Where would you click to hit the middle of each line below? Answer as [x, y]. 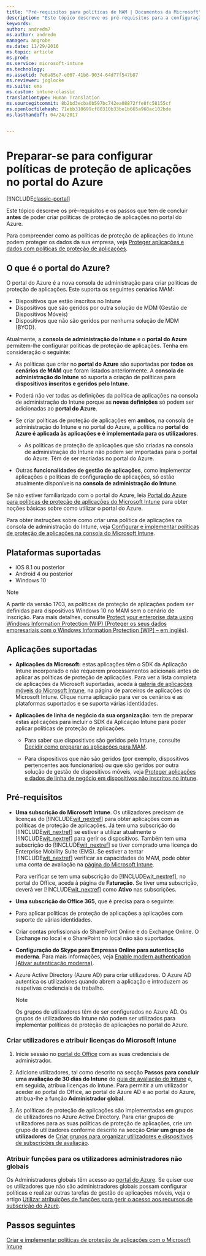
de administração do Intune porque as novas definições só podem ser [105, 402]
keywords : [19, 23]
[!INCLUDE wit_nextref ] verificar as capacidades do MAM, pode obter [102, 858]
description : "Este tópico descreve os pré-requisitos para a [87, 18]
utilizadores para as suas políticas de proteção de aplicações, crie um [103, 1123]
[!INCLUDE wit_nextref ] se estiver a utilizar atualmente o [86, 831]
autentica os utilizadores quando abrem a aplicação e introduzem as [101, 981]
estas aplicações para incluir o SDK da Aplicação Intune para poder [101, 722]
